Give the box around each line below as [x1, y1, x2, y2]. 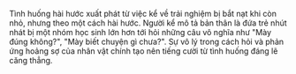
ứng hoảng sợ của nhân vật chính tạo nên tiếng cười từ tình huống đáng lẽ [9, 46, 278, 56]
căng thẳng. [9, 55, 53, 65]
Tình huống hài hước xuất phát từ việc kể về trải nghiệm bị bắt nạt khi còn [9, 9, 277, 18]
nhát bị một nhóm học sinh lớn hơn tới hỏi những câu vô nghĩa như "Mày [9, 27, 272, 37]
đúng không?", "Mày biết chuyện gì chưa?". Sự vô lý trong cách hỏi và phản [9, 36, 285, 47]
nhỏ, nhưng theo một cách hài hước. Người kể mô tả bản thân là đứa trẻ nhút [9, 18, 287, 28]
